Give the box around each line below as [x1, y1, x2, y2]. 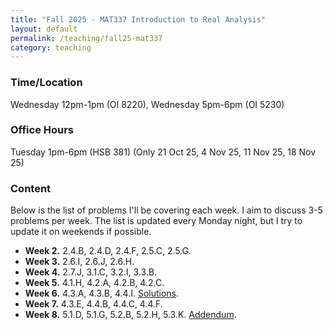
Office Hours [10, 123, 75, 137]
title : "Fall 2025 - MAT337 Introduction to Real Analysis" [10, 14, 267, 25]
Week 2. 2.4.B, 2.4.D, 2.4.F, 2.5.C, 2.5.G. [24, 245, 192, 257]
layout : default [10, 24, 78, 34]
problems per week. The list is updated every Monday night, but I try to [10, 215, 303, 227]
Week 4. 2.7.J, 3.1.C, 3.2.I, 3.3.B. [24, 266, 158, 278]
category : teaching [10, 42, 92, 53]
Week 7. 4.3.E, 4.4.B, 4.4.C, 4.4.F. [24, 298, 163, 310]
